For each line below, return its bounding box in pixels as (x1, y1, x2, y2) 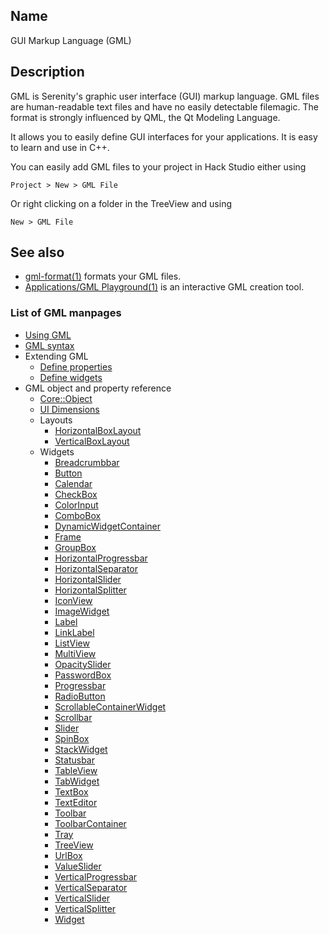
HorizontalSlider (54, 573, 122, 585)
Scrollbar (54, 711, 93, 723)
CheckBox (54, 488, 98, 500)
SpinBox (54, 732, 90, 744)
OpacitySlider (54, 658, 112, 670)
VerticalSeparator (54, 881, 128, 893)
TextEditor (54, 796, 98, 808)
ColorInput (54, 499, 99, 511)
